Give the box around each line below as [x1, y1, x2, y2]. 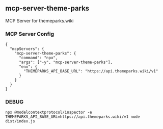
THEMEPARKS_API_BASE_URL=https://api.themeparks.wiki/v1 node [5, 114, 140, 119]
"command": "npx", [18, 56, 58, 61]
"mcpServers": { [10, 46, 44, 51]
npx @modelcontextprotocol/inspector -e [5, 110, 93, 115]
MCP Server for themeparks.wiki [5, 17, 74, 23]
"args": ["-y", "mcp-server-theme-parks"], [18, 60, 113, 65]
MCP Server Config [5, 30, 55, 37]
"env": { [18, 64, 38, 69]
